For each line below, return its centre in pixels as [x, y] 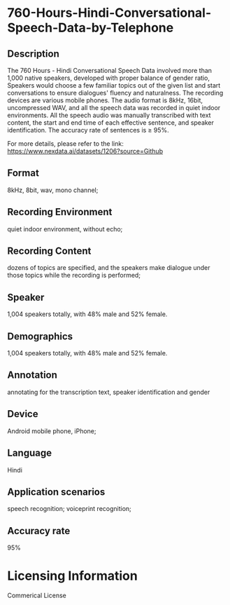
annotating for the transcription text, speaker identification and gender [109, 392]
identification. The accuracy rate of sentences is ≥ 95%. [88, 130]
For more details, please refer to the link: [65, 144]
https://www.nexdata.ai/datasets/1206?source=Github [85, 151]
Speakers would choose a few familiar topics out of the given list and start [114, 85]
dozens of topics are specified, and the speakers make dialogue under [109, 268]
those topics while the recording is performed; [74, 276]
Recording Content [49, 251]
